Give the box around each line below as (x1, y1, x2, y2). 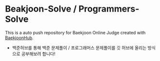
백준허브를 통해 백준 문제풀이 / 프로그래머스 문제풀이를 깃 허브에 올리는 (12, 45, 147, 50)
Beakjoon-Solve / (5, 3, 77, 15)
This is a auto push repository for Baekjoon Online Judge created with (5, 30, 146, 35)
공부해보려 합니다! (21, 51, 56, 57)
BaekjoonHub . (5, 35, 34, 41)
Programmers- (78, 3, 140, 15)
